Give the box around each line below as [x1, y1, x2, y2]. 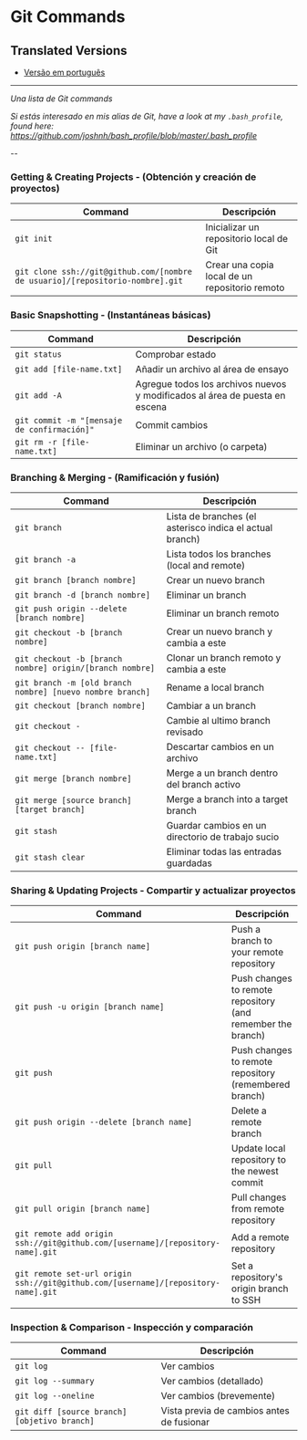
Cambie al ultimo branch [166, 714, 271, 726]
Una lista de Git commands [10, 93, 113, 104]
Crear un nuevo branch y [166, 625, 272, 638]
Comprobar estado [135, 348, 217, 360]
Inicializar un [205, 221, 261, 234]
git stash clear [15, 851, 86, 862]
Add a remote [231, 1231, 290, 1244]
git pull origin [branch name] [15, 1204, 151, 1215]
